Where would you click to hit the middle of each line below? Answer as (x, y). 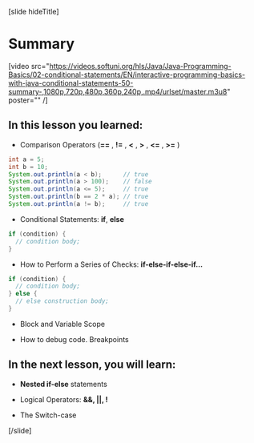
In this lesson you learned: (76, 125)
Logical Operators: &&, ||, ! (64, 399)
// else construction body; (62, 301)
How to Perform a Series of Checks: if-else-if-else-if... (111, 264)
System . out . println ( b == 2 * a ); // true (79, 197)
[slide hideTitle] (34, 12)
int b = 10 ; (28, 167)
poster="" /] (28, 100)
